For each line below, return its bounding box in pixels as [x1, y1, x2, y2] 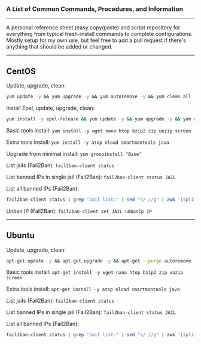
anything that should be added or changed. [6, 43, 113, 50]
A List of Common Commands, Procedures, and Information [6, 5, 184, 13]
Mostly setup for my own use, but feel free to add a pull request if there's [6, 37, 187, 44]
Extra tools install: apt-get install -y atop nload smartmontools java [6, 285, 180, 292]
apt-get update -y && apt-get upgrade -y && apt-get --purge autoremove [6, 258, 191, 264]
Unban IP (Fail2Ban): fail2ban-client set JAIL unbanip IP [6, 207, 153, 215]
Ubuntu [6, 230, 35, 241]
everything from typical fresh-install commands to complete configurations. [6, 31, 193, 38]
